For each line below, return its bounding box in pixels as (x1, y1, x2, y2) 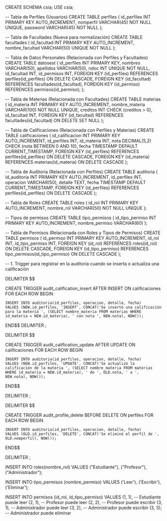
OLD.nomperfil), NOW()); (5, 436, 57, 441)
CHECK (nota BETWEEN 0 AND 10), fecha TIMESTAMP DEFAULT (5, 143, 138, 149)
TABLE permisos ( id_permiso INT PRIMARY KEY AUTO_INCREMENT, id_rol (5, 235, 160, 241)
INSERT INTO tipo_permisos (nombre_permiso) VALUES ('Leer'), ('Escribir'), (5, 479, 161, 485)
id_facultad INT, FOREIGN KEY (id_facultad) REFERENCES (5, 112, 124, 118)
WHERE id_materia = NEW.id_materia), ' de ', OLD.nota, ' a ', (5, 370, 140, 375)
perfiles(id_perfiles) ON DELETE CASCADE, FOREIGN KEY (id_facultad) (5, 76, 151, 82)
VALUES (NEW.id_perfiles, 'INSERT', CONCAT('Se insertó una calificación (5, 305, 162, 310)
